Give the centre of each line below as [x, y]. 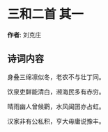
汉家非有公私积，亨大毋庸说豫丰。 [56, 121]
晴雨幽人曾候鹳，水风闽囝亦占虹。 [56, 106]
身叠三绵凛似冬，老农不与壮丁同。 [56, 76]
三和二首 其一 [45, 14]
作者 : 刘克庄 [24, 35]
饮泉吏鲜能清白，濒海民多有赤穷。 [56, 92]
